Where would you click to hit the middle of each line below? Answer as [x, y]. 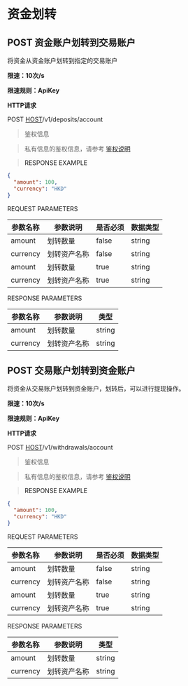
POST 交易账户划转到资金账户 [72, 370]
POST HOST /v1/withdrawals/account [60, 448]
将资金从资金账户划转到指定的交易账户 [62, 61]
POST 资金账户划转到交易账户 [72, 42]
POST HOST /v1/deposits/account [55, 119]
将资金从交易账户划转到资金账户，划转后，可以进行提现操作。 [96, 389]
